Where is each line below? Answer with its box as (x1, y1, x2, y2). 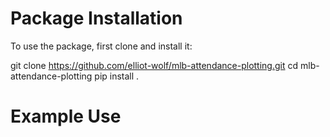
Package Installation (10, 7, 183, 30)
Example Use (10, 105, 122, 128)
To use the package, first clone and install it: (10, 40, 193, 52)
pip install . (94, 70, 140, 82)
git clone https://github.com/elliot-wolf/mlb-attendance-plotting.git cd (10, 59, 299, 71)
